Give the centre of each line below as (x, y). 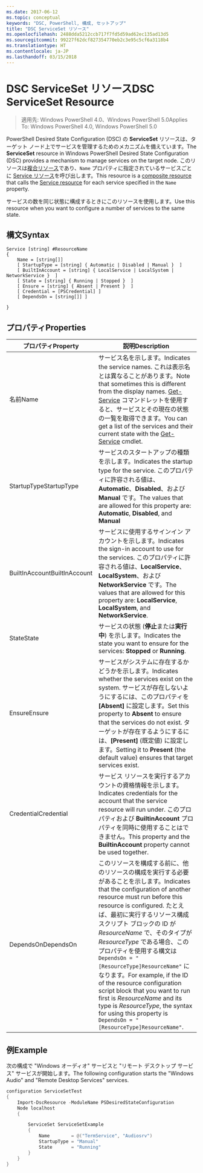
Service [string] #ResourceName (47, 249)
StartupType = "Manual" (68, 1142)
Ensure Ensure (29, 713)
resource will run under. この (139, 810)
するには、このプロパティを (150, 697)
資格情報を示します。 (153, 786)
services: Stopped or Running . (142, 651)
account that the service (133, 801)
